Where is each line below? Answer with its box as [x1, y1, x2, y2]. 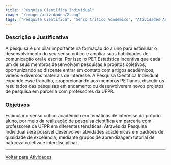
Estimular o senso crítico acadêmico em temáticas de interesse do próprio [5, 112, 161, 118]
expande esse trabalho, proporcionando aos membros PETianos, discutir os [5, 77, 164, 84]
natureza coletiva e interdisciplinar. [5, 139, 79, 145]
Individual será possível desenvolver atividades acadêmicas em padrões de [5, 128, 164, 135]
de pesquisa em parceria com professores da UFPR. [5, 88, 115, 94]
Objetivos [5, 101, 30, 108]
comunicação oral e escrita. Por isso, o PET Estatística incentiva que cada [5, 56, 160, 62]
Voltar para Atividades [5, 154, 52, 160]
